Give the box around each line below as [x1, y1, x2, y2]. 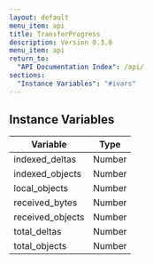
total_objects [13, 240, 67, 252]
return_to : [9, 54, 50, 63]
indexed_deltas [13, 153, 77, 165]
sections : [9, 71, 46, 80]
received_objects [13, 211, 85, 223]
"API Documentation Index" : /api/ [17, 63, 144, 72]
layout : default [9, 12, 69, 22]
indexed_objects [13, 168, 82, 180]
